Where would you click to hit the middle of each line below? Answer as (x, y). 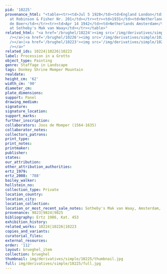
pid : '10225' (19, 10)
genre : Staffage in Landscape (37, 65)
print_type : (17, 139)
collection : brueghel (28, 254)
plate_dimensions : (24, 93)
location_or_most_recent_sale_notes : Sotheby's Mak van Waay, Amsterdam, (83, 208)
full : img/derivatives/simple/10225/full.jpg (53, 264)
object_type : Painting (29, 61)
